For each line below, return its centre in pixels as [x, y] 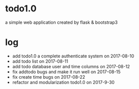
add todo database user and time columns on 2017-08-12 [71, 66]
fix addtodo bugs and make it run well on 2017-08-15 [66, 72]
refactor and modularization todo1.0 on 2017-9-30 [64, 82]
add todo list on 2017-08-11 [40, 61]
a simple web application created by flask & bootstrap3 [62, 22]
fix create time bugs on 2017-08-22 [49, 77]
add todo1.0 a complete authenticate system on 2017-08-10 [73, 56]
